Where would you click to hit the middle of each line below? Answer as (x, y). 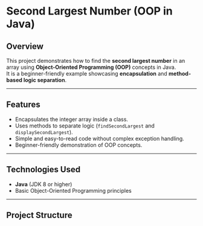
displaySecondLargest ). (44, 132)
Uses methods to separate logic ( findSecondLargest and (85, 126)
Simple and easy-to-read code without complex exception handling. (99, 138)
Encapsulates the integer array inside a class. (72, 119)
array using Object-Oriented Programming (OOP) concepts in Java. (91, 67)
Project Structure (39, 215)
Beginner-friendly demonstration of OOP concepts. (79, 145)
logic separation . (45, 80)
